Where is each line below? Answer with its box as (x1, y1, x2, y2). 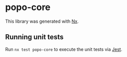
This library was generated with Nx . (5, 18, 79, 24)
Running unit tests (5, 33, 64, 41)
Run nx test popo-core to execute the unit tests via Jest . (5, 46, 122, 52)
